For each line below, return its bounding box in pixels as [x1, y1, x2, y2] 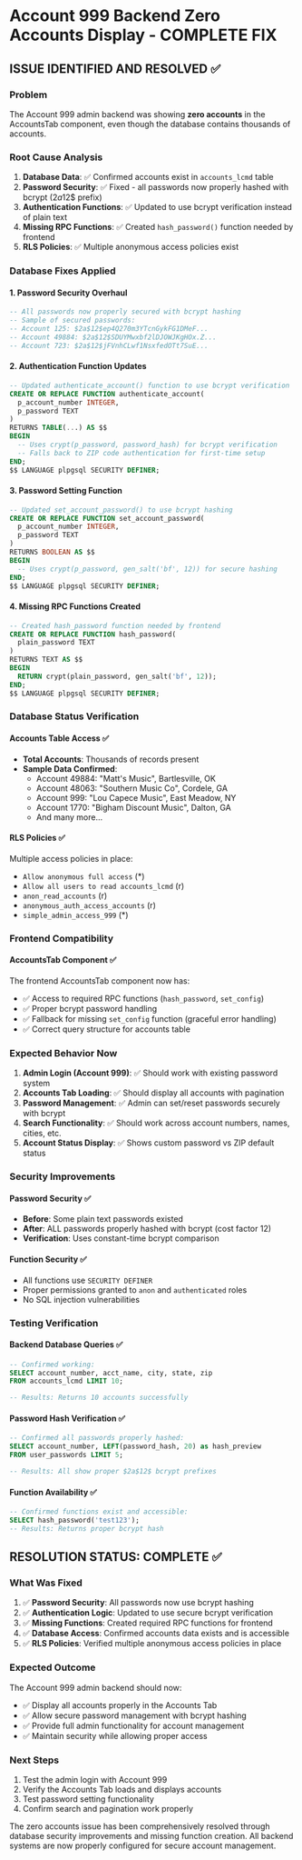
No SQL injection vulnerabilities [22, 1294, 141, 1305]
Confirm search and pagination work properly [22, 1804, 193, 1815]
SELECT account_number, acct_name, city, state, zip [9, 1368, 213, 1377]
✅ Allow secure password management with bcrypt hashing [22, 1710, 247, 1721]
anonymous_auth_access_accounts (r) [22, 899, 156, 910]
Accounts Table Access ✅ [9, 733, 110, 744]
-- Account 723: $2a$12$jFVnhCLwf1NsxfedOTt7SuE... [9, 341, 209, 350]
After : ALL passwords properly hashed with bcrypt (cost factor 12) [22, 1224, 272, 1235]
